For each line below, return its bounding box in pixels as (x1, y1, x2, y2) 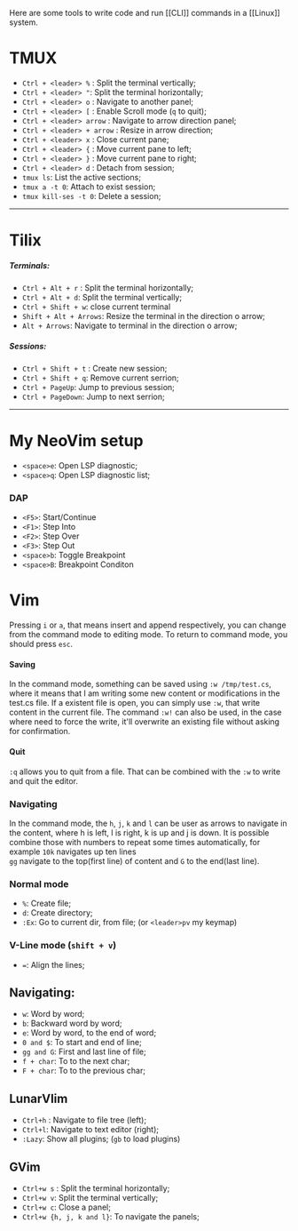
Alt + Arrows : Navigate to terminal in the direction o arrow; (21, 320, 238, 332)
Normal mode (9, 877, 69, 890)
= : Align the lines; (21, 959, 85, 970)
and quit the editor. (9, 775, 78, 786)
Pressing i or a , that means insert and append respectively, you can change (9, 619, 286, 630)
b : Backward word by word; (21, 1018, 122, 1029)
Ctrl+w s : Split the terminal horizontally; (21, 1182, 170, 1194)
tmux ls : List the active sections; (21, 172, 142, 182)
